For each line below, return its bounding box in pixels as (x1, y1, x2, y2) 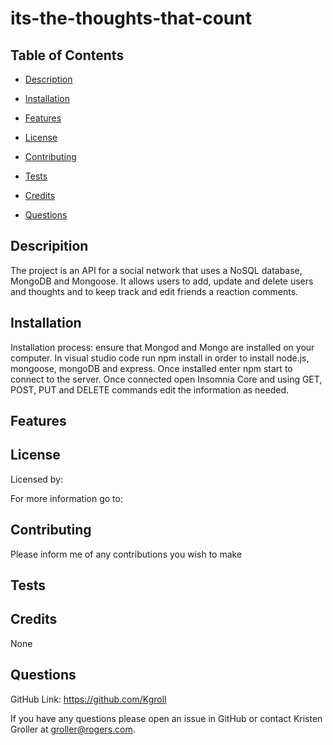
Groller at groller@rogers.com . (10, 723, 136, 735)
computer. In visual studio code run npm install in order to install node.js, (10, 352, 310, 364)
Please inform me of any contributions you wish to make (10, 548, 243, 560)
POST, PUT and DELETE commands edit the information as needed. (10, 383, 290, 396)
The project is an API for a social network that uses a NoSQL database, (10, 264, 303, 276)
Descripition (10, 238, 89, 255)
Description (24, 73, 73, 85)
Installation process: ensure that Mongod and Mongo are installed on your (10, 341, 315, 353)
